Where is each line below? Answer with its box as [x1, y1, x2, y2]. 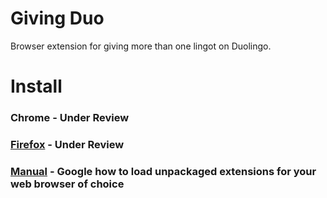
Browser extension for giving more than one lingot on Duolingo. [10, 40, 272, 52]
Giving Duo [10, 7, 105, 30]
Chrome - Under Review [10, 111, 130, 125]
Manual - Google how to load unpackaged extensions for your [10, 164, 317, 178]
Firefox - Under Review [10, 137, 125, 151]
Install [10, 75, 63, 98]
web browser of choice [10, 177, 125, 191]
